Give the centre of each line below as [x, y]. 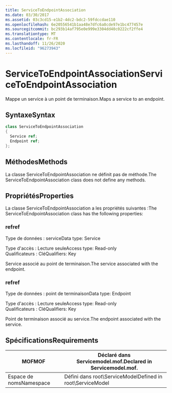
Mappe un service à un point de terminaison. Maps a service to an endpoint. [85, 99]
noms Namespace [29, 383]
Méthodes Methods [37, 162]
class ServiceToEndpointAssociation [44, 127]
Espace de [20, 377]
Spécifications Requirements [52, 340]
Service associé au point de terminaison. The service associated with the [82, 264]
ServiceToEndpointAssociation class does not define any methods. [76, 180]
